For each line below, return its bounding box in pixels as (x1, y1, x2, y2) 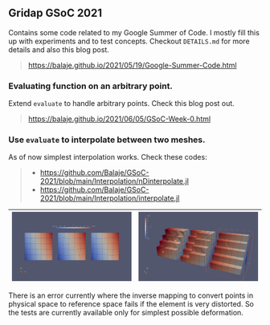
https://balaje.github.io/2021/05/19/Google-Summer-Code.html (27, 60, 237, 70)
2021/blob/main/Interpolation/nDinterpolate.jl (39, 177, 189, 186)
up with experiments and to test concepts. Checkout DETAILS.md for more (8, 36, 251, 46)
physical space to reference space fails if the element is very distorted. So (8, 299, 255, 309)
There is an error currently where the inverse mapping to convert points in (8, 290, 254, 300)
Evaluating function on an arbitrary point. (8, 80, 173, 91)
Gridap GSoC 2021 (8, 6, 103, 20)
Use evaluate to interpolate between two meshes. (8, 134, 206, 145)
